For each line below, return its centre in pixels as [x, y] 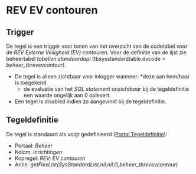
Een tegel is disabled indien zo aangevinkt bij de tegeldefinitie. [90, 101]
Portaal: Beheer [34, 146]
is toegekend [30, 83]
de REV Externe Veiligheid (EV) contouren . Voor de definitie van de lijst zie [97, 52]
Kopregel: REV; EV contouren [50, 158]
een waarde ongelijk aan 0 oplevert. [67, 95]
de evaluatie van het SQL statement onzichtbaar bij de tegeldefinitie [106, 89]
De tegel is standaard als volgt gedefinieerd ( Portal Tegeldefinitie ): [87, 134]
